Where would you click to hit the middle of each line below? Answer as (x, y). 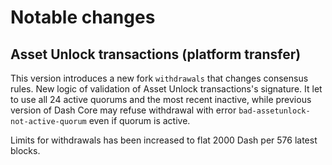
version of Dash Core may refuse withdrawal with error (123, 110)
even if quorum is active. (139, 120)
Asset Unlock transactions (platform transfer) (156, 54)
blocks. (25, 150)
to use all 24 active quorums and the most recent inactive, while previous (161, 99)
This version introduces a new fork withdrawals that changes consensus (159, 78)
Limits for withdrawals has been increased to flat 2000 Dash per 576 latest (164, 140)
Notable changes (83, 17)
